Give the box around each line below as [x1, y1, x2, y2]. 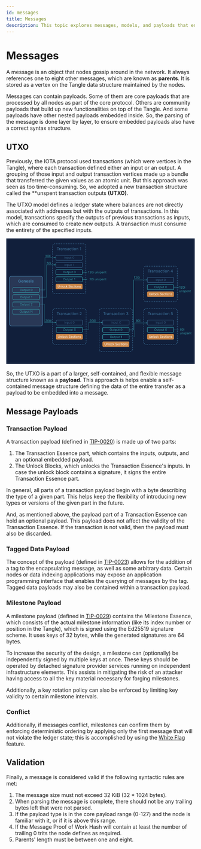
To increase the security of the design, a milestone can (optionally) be [6, 649, 179, 656]
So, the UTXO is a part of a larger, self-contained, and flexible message [6, 370, 182, 377]
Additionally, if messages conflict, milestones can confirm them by [6, 721, 170, 728]
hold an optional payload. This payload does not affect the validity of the [6, 517, 185, 524]
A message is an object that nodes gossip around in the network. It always [6, 69, 190, 76]
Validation [6, 758, 45, 768]
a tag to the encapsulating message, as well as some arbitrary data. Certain [6, 565, 193, 572]
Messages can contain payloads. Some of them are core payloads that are [6, 93, 190, 100]
